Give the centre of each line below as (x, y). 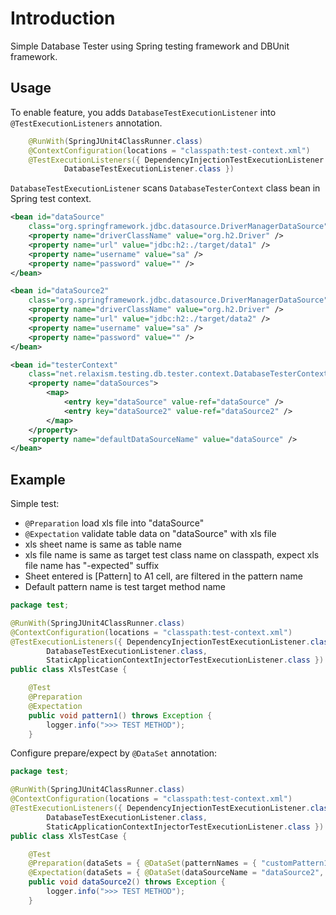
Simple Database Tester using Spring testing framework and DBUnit (150, 46)
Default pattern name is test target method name (125, 587)
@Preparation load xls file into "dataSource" (114, 523)
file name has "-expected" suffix (92, 566)
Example (38, 479)
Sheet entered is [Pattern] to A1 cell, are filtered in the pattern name (163, 576)
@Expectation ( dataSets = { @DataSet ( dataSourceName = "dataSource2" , (176, 873)
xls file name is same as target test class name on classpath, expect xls (172, 555)
